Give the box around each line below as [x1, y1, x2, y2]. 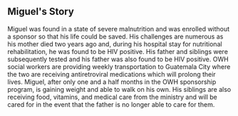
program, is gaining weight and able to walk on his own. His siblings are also [7, 85, 232, 93]
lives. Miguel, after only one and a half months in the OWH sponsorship [7, 78, 217, 86]
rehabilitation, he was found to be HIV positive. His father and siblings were [7, 47, 228, 56]
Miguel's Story [7, 6, 75, 18]
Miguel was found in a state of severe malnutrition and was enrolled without [7, 24, 230, 33]
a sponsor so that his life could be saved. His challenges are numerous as [7, 32, 224, 41]
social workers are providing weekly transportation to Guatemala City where [7, 62, 231, 70]
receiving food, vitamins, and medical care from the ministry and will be [7, 93, 217, 101]
